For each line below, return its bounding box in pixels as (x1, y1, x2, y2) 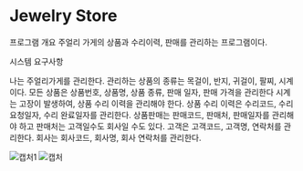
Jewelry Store (9, 5, 118, 26)
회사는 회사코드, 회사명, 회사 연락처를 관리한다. (36, 132, 202, 143)
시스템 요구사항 (9, 55, 64, 66)
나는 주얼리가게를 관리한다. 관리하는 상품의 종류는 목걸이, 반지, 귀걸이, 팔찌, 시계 (9, 75, 294, 86)
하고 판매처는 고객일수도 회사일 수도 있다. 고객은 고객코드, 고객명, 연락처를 (18, 120, 282, 132)
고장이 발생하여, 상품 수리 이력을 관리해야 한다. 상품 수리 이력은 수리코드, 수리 (18, 97, 294, 109)
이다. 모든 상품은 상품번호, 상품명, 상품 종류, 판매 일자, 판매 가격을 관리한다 (9, 86, 274, 97)
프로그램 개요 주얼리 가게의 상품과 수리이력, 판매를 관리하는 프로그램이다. (9, 36, 267, 47)
